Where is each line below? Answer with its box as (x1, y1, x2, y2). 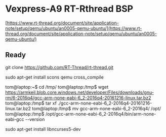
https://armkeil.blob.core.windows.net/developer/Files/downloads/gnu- (5, 89, 154, 95)
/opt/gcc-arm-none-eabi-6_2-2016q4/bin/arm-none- (45, 111, 156, 117)
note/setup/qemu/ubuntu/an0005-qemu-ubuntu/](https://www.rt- (5, 25, 142, 31)
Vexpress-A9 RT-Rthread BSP (5, 3, 133, 15)
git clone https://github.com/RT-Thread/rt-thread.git (5, 64, 114, 70)
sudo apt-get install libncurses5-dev (5, 126, 81, 132)
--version (25, 116, 45, 122)
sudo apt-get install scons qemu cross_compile (5, 74, 104, 80)
